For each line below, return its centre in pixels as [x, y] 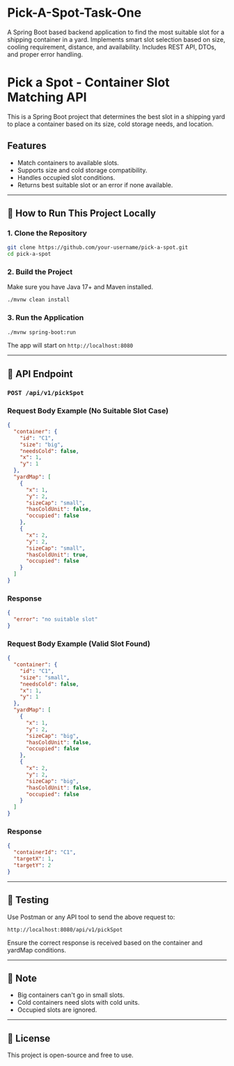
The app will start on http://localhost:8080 [70, 346]
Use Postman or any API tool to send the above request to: [91, 917]
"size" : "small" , [45, 677]
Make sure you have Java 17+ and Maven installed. [80, 287]
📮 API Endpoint [40, 374]
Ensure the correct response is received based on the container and [105, 943]
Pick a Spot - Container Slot [88, 83]
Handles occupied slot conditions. [66, 177]
